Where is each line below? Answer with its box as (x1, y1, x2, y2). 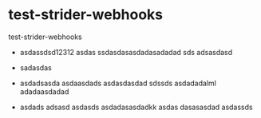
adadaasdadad (19, 86, 69, 96)
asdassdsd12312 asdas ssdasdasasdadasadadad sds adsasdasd (19, 47, 233, 57)
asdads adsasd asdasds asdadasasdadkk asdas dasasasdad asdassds (19, 102, 253, 112)
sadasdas (19, 62, 52, 73)
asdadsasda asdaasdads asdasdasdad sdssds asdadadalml (19, 78, 217, 88)
